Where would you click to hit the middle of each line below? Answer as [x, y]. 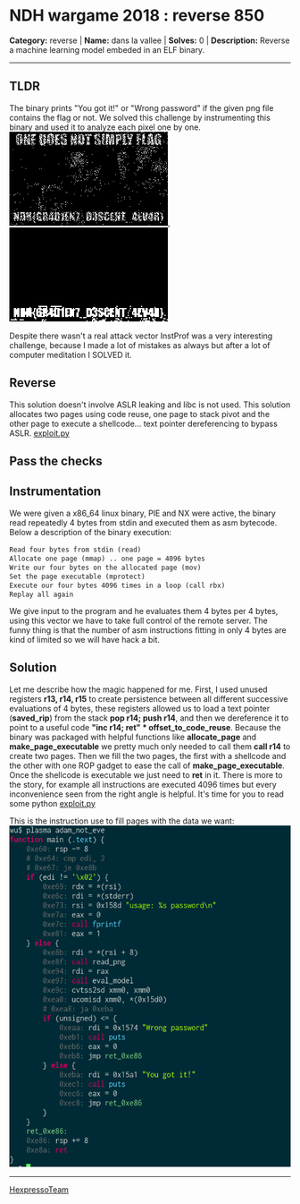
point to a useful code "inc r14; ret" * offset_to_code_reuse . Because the [145, 727]
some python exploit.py [53, 803]
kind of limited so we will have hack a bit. [85, 639]
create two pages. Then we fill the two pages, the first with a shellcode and [148, 756]
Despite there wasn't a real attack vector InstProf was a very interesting [141, 336]
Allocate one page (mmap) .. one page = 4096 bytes [107, 559]
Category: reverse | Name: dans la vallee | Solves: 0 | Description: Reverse [150, 40]
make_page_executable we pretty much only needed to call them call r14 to [150, 746]
